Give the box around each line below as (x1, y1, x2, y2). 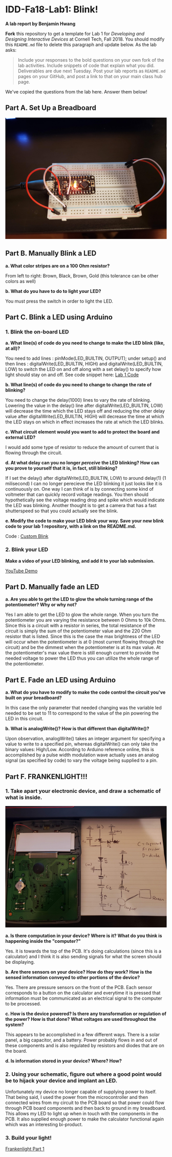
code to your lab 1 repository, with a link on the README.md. (5, 523, 137, 530)
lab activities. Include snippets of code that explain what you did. (17, 62, 155, 68)
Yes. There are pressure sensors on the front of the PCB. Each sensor (5, 984, 153, 990)
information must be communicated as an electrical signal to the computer (5, 995, 162, 1001)
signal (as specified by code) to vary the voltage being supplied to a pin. (5, 757, 158, 763)
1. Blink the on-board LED (5, 328, 69, 335)
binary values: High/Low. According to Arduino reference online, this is (5, 747, 155, 753)
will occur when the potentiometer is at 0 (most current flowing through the (5, 639, 164, 645)
